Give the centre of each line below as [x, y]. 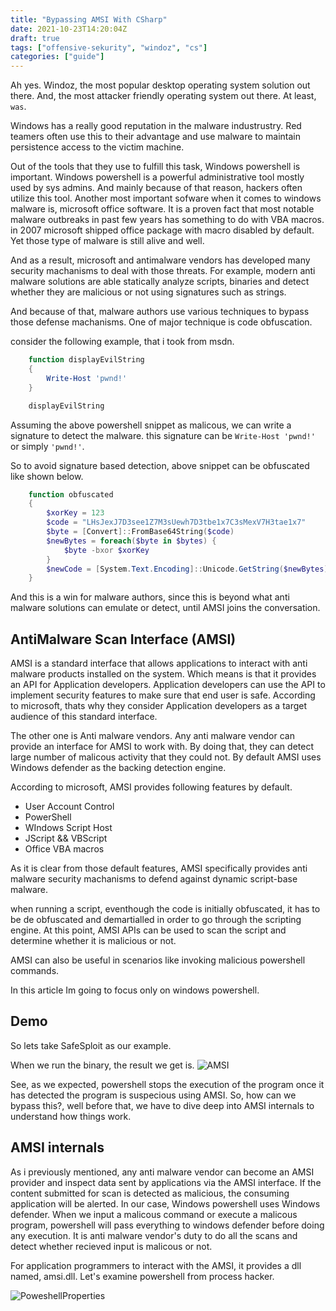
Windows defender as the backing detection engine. [118, 768]
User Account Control [69, 807]
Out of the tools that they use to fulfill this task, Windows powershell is [155, 167]
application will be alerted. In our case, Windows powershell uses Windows [165, 1203]
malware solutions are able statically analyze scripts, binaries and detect [160, 282]
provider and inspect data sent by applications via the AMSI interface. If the [166, 1182]
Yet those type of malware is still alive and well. [107, 241]
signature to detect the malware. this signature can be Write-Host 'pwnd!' [163, 435]
